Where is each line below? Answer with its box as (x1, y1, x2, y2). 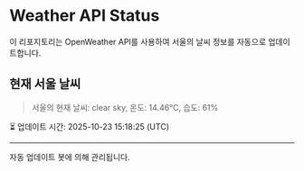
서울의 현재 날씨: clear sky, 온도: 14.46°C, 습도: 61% (31, 102, 219, 112)
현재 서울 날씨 (9, 76, 81, 92)
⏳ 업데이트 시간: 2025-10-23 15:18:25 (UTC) (9, 121, 170, 131)
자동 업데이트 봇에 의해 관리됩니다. (9, 151, 130, 162)
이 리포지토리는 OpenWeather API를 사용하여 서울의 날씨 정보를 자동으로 (9, 36, 267, 47)
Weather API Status (9, 5, 160, 26)
